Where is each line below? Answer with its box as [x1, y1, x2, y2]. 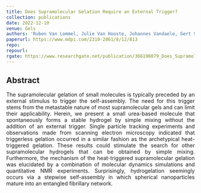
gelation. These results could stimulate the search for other [32, 142, 195, 149]
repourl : [6, 48, 28, 54]
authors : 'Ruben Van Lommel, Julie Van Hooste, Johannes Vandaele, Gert [6, 31, 191, 37]
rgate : [6, 53, 23, 59]
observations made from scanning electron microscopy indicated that [6, 129, 195, 136]
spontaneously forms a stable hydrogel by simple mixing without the [6, 117, 195, 124]
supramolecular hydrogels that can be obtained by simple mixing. [6, 148, 195, 155]
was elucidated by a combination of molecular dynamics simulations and [6, 161, 195, 168]
